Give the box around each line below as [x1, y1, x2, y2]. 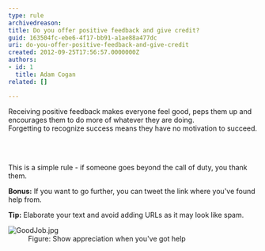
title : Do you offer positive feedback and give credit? [8, 26, 200, 34]
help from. [8, 195, 42, 204]
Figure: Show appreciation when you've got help [28, 234, 186, 243]
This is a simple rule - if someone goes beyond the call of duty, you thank [8, 162, 248, 172]
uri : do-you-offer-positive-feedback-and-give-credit [8, 41, 190, 49]
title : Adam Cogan [15, 70, 77, 78]
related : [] [8, 78, 47, 86]
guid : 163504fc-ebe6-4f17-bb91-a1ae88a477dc [8, 33, 157, 42]
